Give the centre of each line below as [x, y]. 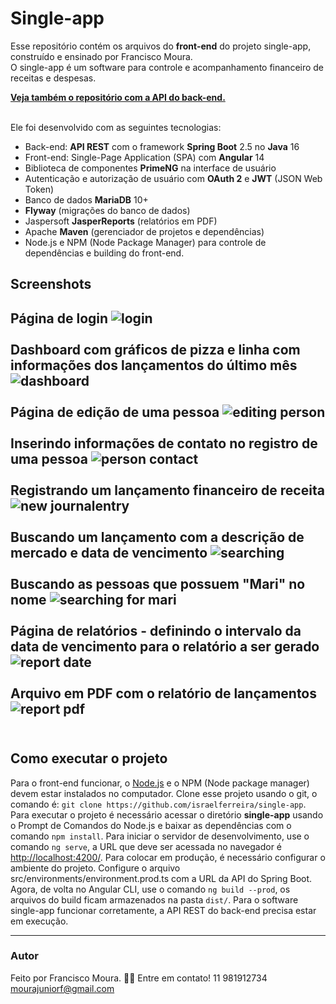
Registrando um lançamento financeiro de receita [167, 490]
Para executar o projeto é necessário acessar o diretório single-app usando [167, 814]
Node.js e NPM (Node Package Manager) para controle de [145, 242]
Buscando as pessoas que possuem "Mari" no [158, 583]
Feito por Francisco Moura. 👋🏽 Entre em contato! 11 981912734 [139, 978]
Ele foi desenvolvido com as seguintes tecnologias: [116, 127]
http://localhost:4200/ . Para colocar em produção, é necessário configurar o [168, 857]
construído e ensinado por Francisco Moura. [101, 56]
